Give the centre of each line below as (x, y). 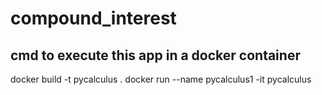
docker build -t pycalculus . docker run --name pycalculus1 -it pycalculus (161, 79)
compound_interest (93, 18)
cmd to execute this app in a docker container (155, 55)
